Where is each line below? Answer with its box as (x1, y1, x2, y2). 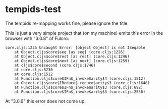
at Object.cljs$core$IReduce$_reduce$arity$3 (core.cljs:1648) (14, 80, 150, 85)
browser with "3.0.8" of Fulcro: (5, 35, 69, 41)
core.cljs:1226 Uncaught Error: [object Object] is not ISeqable (5, 45, 145, 50)
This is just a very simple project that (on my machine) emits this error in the (5, 30, 163, 36)
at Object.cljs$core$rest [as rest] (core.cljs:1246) (14, 54, 130, 59)
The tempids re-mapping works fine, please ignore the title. (5, 20, 129, 26)
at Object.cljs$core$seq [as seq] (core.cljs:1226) (14, 49, 125, 54)
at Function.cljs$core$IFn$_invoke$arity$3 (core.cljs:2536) (14, 89, 145, 94)
